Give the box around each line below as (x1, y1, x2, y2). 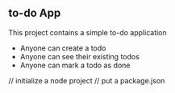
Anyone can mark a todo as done (19, 60, 131, 70)
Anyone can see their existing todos (19, 51, 140, 61)
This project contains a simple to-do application (8, 27, 167, 37)
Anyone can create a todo (19, 43, 106, 53)
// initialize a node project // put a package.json (8, 75, 165, 85)
